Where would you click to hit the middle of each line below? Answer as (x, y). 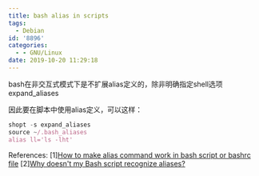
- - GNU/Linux (39, 53)
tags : (17, 23)
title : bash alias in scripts (59, 16)
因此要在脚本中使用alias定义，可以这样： (75, 110)
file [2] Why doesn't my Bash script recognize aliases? (97, 163)
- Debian (30, 30)
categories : (28, 46)
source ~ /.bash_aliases (48, 132)
